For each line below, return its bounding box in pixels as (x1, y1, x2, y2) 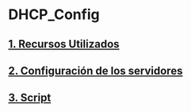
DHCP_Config (8, 6, 101, 24)
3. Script (8, 91, 52, 105)
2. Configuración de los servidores (8, 64, 183, 77)
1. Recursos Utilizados (8, 37, 120, 51)
